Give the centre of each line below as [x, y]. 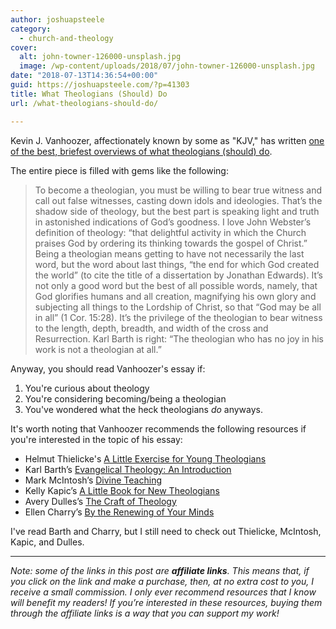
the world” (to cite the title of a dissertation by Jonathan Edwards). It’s [178, 275]
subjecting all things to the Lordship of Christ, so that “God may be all [178, 307]
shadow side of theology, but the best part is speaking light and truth [177, 211]
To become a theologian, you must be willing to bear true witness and [178, 190]
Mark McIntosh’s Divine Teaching [93, 480]
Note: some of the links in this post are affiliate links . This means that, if [160, 570]
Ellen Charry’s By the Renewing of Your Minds [119, 512]
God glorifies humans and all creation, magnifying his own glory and [175, 296]
